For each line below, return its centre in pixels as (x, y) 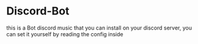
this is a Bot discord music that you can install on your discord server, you (99, 28)
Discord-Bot (38, 11)
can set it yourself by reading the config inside (65, 34)
